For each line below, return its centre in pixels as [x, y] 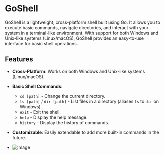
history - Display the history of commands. [65, 122]
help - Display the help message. [54, 117]
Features [19, 60]
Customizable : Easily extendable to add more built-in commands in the [85, 132]
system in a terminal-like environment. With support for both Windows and [82, 33]
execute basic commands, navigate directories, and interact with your [77, 27]
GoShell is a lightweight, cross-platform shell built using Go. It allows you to [83, 22]
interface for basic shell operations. [42, 43]
